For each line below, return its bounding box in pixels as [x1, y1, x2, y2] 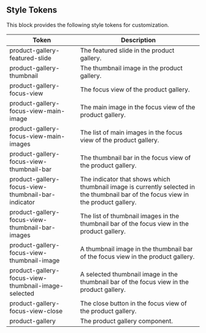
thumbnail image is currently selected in [80, 182, 195, 191]
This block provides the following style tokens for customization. [6, 21, 170, 28]
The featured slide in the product [80, 46, 175, 55]
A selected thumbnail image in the [80, 270, 178, 278]
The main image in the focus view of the [80, 102, 196, 111]
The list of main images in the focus [80, 128, 183, 137]
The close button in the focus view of [80, 299, 187, 307]
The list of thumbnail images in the [80, 212, 180, 220]
